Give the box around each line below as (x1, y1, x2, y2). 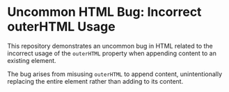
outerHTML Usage (7, 19, 116, 35)
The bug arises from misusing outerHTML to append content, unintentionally (7, 70, 223, 78)
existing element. (7, 56, 57, 64)
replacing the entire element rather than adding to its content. (7, 77, 184, 85)
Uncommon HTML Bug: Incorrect (7, 4, 202, 20)
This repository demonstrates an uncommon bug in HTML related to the (7, 42, 214, 50)
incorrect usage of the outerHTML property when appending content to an (7, 49, 217, 57)
